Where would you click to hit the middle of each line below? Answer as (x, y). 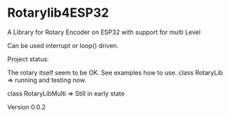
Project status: (28, 59)
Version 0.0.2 (26, 107)
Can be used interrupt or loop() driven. (63, 45)
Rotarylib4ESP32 (58, 13)
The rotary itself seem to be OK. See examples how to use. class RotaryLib (115, 72)
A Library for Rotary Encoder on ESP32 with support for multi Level (104, 32)
